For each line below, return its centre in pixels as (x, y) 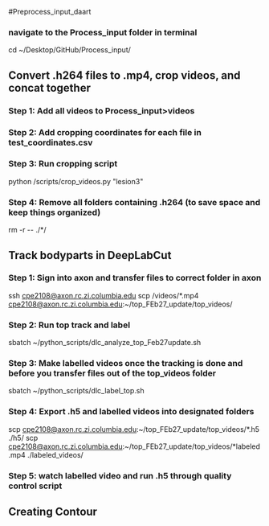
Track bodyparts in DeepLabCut (90, 255)
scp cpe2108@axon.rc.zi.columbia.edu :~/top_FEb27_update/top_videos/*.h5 (134, 429)
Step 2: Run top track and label (69, 325)
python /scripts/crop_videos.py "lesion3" (76, 181)
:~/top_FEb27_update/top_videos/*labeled (192, 446)
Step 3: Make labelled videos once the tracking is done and (126, 364)
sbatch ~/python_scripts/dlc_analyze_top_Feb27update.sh (105, 343)
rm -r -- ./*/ (27, 230)
